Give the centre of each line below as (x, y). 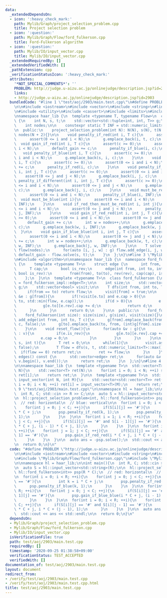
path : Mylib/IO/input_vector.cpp (49, 51)
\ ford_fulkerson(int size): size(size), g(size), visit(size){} (86, 315)
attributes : (22, 79)
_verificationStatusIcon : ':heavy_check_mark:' (60, 75)
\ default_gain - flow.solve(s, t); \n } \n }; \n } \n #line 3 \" (83, 255)
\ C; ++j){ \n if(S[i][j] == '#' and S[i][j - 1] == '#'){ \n (83, 505)
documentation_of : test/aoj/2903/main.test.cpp (55, 565)
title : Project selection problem (50, 28)
